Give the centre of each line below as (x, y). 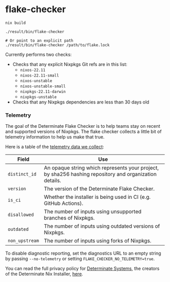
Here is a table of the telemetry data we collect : (55, 147)
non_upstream (24, 241)
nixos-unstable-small (43, 86)
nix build (16, 23)
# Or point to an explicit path (39, 41)
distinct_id (22, 174)
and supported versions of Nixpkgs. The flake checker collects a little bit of (83, 132)
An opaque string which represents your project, (101, 168)
